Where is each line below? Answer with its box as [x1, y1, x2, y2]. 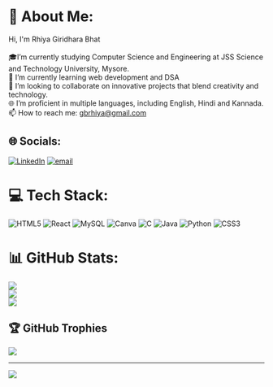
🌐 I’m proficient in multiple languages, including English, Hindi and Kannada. [8, 98, 264, 108]
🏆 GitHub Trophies [8, 321, 108, 336]
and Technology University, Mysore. [8, 63, 130, 73]
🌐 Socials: [8, 134, 62, 149]
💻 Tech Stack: [8, 186, 109, 204]
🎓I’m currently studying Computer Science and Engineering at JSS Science [8, 52, 264, 62]
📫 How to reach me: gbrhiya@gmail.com [8, 107, 147, 117]
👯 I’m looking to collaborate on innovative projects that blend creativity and [8, 80, 259, 90]
